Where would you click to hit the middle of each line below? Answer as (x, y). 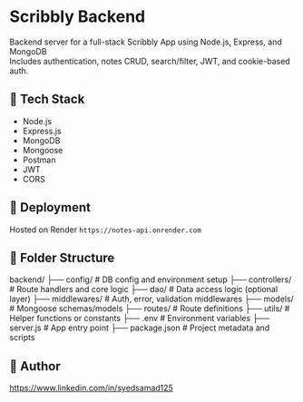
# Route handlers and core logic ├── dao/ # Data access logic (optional (144, 289)
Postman (39, 160)
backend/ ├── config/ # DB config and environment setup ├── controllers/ (151, 279)
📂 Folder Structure (62, 257)
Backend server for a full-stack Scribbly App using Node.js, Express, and (146, 42)
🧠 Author (35, 366)
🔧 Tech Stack (47, 99)
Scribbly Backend (78, 17)
